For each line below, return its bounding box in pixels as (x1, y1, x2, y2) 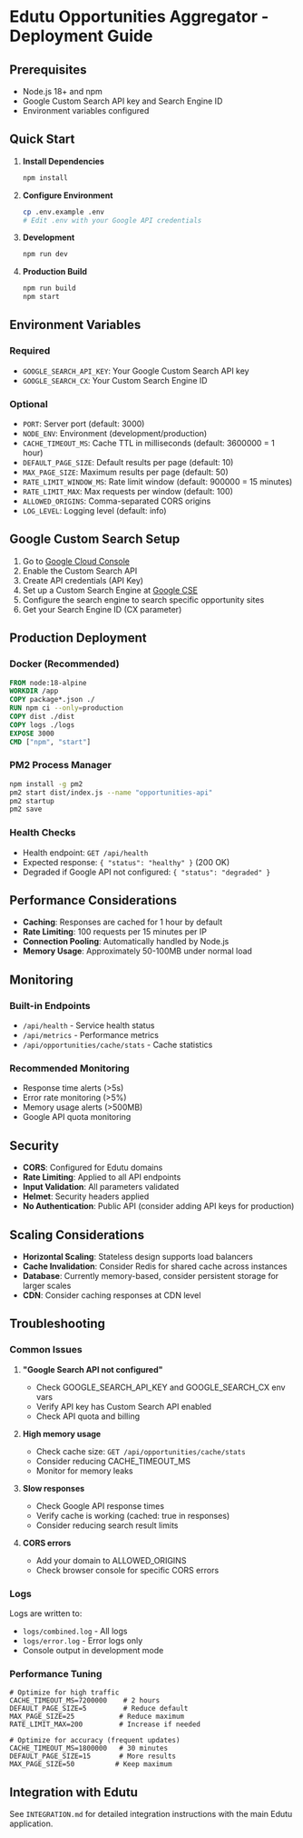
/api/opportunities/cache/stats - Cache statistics (22, 1039, 213, 1051)
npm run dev (22, 250, 68, 259)
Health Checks (9, 826, 76, 839)
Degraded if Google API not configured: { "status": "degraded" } (22, 866, 270, 877)
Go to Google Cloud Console (22, 555, 130, 566)
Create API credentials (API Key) (22, 574, 143, 585)
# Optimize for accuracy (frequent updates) (9, 1736, 181, 1745)
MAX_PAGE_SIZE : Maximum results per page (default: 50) (22, 466, 229, 478)
